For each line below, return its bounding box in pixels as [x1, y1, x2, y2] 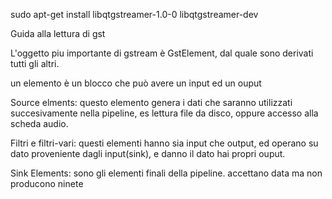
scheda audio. [10, 118, 69, 129]
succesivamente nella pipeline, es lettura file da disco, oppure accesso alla [10, 107, 319, 119]
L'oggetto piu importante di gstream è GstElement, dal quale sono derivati [10, 47, 314, 59]
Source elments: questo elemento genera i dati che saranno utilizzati [10, 97, 293, 108]
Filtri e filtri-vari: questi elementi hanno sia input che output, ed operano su [10, 137, 319, 149]
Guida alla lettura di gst [10, 28, 106, 39]
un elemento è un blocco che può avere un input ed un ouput [10, 77, 262, 89]
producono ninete [10, 178, 84, 189]
